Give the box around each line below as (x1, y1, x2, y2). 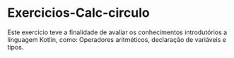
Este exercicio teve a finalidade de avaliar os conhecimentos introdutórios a (7, 28, 228, 36)
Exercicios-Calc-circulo (7, 5, 150, 21)
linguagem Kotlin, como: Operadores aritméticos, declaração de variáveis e (7, 35, 226, 43)
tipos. (7, 43, 24, 51)
